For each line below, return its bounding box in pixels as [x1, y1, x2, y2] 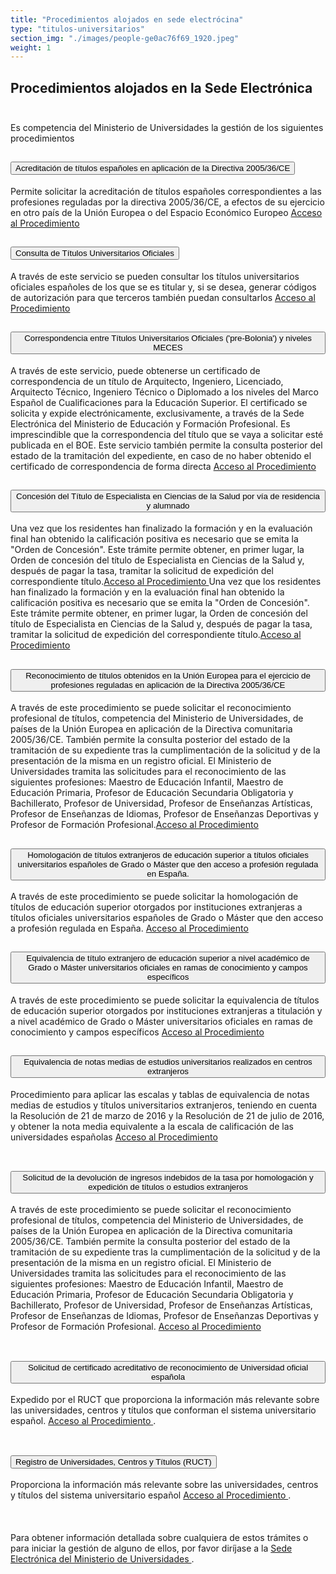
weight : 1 [10, 42, 52, 53]
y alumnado [146, 500, 190, 511]
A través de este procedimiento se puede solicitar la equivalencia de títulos [10, 994, 320, 1006]
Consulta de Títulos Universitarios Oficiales [15, 248, 175, 259]
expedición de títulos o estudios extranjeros [88, 1181, 248, 1192]
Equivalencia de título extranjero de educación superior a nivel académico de [26, 953, 310, 964]
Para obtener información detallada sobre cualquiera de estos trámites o [10, 1532, 309, 1543]
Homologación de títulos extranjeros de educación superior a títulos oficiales [27, 849, 309, 860]
